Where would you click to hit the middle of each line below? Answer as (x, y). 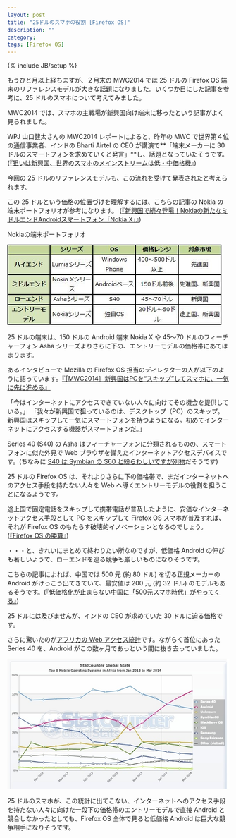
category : (22, 37)
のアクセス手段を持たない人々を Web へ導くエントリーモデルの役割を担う (114, 485)
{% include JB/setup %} (42, 66)
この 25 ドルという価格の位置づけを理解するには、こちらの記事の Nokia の (116, 202)
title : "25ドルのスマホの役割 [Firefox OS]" (69, 22)
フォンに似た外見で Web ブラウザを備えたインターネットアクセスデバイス (114, 453)
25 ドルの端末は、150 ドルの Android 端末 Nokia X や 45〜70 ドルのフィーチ (118, 337)
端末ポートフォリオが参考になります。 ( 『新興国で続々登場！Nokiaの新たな (114, 211)
